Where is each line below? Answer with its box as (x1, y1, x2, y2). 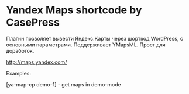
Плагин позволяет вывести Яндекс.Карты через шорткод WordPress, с (6, 35, 183, 42)
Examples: (6, 70, 31, 77)
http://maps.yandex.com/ (6, 59, 67, 66)
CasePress (6, 16, 60, 29)
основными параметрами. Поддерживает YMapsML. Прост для (6, 41, 166, 48)
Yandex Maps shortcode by (6, 3, 142, 17)
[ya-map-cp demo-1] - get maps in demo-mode (6, 81, 121, 88)
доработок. (6, 47, 35, 54)
